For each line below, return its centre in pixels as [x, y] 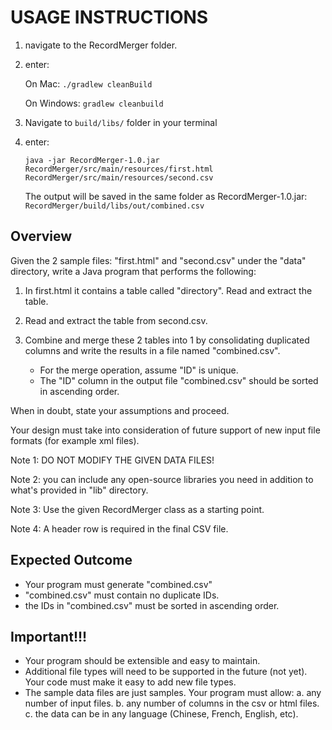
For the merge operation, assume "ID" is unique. [139, 370]
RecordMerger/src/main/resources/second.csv [119, 177]
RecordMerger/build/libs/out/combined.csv [114, 206]
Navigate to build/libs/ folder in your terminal [121, 122]
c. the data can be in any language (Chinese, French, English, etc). [161, 714]
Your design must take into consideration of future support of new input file [165, 430]
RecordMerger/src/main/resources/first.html [119, 169]
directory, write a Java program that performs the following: [133, 271]
